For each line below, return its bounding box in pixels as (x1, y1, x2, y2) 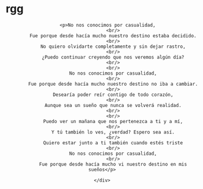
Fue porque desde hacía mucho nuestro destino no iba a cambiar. (28, 81, 198, 87)
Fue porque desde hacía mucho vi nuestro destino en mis (39, 161, 187, 167)
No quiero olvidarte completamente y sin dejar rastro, (40, 43, 186, 50)
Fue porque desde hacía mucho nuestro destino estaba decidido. (29, 32, 197, 39)
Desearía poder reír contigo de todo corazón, (53, 91, 174, 98)
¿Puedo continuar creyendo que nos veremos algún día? (42, 54, 185, 60)
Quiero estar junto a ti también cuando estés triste (43, 139, 183, 146)
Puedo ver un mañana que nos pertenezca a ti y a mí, (43, 118, 183, 124)
